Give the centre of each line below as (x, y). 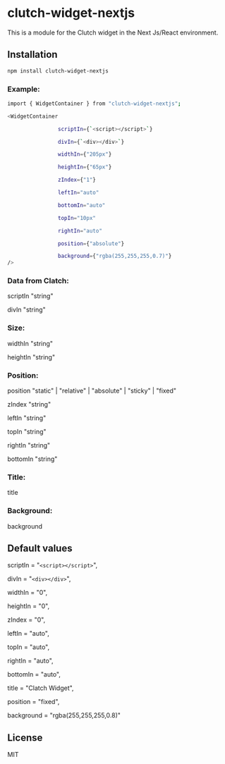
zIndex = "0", (26, 620)
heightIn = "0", (29, 606)
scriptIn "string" (30, 296)
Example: (24, 89)
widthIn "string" (30, 343)
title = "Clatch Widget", (41, 688)
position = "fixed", (34, 702)
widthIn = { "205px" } (85, 154)
